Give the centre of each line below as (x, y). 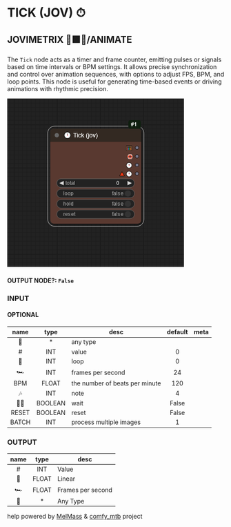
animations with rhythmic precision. (58, 89)
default (177, 332)
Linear (67, 479)
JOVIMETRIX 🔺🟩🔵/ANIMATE (70, 39)
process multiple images (106, 422)
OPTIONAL (23, 315)
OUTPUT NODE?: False (41, 280)
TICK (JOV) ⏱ (47, 13)
